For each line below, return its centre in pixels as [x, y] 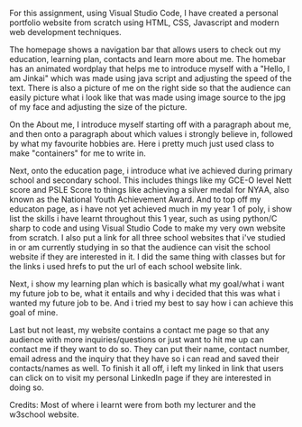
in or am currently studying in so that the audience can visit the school [140, 247]
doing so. [27, 387]
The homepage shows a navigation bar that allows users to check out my [145, 50]
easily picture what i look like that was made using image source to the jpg [147, 97]
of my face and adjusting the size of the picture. [98, 107]
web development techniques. [65, 32]
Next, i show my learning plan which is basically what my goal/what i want [147, 284]
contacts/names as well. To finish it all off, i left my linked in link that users [146, 368]
